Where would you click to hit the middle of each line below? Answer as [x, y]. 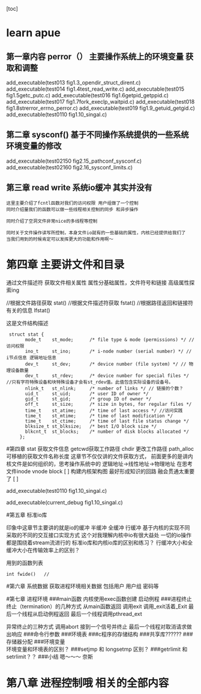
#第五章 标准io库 [27, 514]
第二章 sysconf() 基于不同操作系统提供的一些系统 [97, 135]
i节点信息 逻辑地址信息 [31, 358]
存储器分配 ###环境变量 [36, 641]
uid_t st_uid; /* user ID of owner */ [87, 394]
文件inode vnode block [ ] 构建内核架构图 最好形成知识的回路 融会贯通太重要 [100, 471]
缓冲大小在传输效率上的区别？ [43, 550]
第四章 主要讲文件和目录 [65, 264]
